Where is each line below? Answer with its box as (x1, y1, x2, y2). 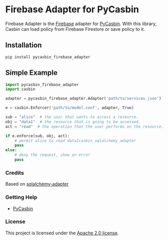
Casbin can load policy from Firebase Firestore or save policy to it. (5, 26, 145, 32)
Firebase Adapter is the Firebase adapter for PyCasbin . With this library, (5, 21, 157, 27)
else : (5, 148, 17, 153)
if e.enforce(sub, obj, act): (5, 133, 70, 138)
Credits (5, 169, 24, 176)
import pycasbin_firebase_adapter (5, 82, 79, 87)
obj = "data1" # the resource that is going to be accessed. (5, 119, 141, 124)
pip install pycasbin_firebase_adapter (5, 54, 91, 59)
